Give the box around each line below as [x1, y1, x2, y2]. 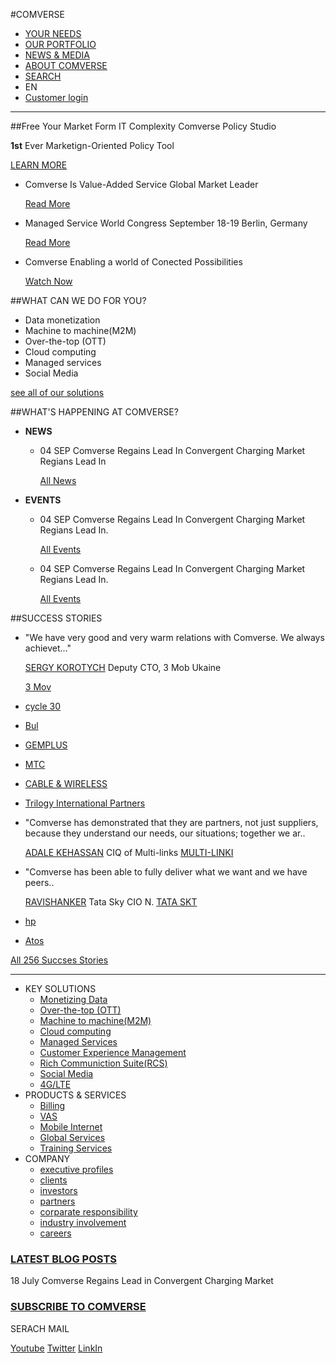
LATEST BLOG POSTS [10, 1252, 117, 1266]
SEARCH [24, 70, 62, 82]
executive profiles [39, 1164, 114, 1175]
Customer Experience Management [39, 1047, 187, 1058]
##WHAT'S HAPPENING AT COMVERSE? [10, 406, 179, 418]
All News [39, 475, 77, 486]
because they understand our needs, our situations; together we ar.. [24, 827, 306, 839]
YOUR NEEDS [24, 28, 82, 39]
